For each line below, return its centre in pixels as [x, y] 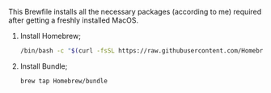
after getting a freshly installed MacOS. [74, 20]
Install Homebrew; [50, 36]
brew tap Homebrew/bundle [64, 81]
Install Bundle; [44, 66]
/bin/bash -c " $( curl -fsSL [68, 51]
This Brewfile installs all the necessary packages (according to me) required [135, 12]
